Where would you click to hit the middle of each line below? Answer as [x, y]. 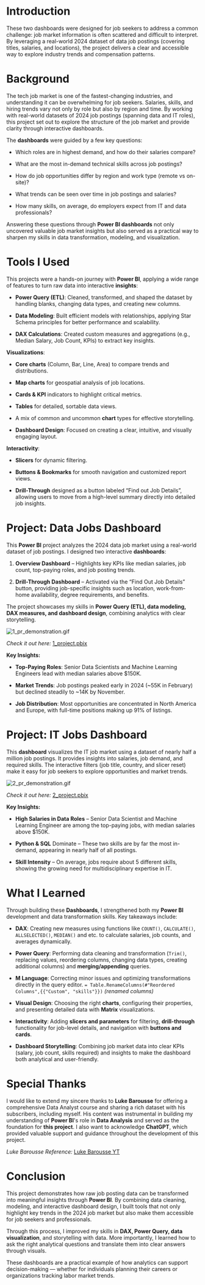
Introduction [38, 11]
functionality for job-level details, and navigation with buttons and [98, 1028]
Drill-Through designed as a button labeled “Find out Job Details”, [98, 490]
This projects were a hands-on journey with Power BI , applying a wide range [103, 279]
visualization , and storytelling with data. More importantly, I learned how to [101, 1237]
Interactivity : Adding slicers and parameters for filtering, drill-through [105, 1021]
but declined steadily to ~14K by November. [70, 692]
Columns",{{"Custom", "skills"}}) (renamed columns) [84, 991]
